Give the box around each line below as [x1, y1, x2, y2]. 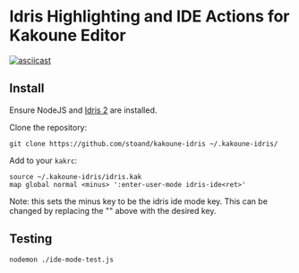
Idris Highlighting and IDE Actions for [9, 6, 290, 27]
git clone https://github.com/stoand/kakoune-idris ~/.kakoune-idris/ [9, 139, 278, 149]
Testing [9, 231, 53, 247]
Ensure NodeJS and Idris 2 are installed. [9, 105, 158, 115]
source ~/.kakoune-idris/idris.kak [9, 172, 142, 181]
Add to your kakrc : [9, 155, 78, 166]
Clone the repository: [9, 122, 88, 132]
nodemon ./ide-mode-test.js [9, 255, 115, 264]
